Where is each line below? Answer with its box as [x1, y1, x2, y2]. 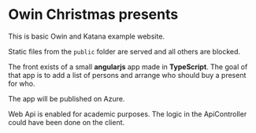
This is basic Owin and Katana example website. [8, 31, 165, 41]
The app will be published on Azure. [8, 94, 125, 103]
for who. [8, 79, 35, 88]
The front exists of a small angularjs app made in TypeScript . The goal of [8, 61, 248, 72]
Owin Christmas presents [8, 6, 179, 24]
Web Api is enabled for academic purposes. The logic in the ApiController [8, 109, 247, 119]
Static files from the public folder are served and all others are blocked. [8, 46, 241, 56]
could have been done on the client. [8, 117, 125, 127]
